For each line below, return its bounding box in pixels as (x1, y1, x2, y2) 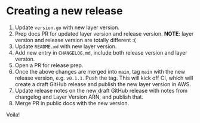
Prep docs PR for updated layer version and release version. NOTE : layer (14, 30, 194, 37)
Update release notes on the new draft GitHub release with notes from (14, 87, 188, 94)
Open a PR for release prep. (14, 61, 84, 69)
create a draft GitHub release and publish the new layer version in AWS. (14, 80, 191, 87)
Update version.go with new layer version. (14, 24, 120, 31)
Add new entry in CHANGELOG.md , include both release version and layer (14, 49, 188, 56)
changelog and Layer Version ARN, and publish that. (14, 93, 144, 100)
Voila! (6, 111, 20, 118)
